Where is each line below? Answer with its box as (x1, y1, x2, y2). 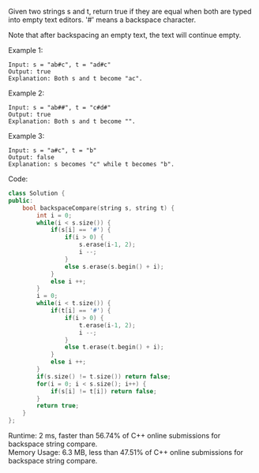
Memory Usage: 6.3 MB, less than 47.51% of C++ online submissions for (8, 448, 243, 456)
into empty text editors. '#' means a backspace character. (8, 15, 197, 24)
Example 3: (8, 132, 45, 140)
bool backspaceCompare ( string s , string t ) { (22, 204, 175, 212)
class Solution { (8, 189, 66, 197)
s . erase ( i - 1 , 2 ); (78, 240, 136, 249)
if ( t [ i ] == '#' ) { (50, 307, 111, 315)
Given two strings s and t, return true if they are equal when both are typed (8, 7, 252, 16)
